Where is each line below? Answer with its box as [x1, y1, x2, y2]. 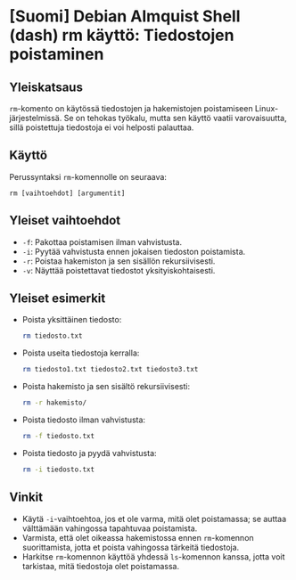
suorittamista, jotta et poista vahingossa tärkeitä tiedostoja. [21, 542, 240, 552]
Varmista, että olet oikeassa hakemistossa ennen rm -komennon [21, 532, 254, 543]
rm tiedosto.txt [21, 331, 83, 340]
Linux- [254, 103, 279, 113]
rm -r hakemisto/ [21, 398, 87, 407]
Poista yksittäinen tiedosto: [21, 315, 122, 325]
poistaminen [9, 45, 104, 64]
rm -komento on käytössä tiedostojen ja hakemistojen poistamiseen [9, 103, 253, 113]
